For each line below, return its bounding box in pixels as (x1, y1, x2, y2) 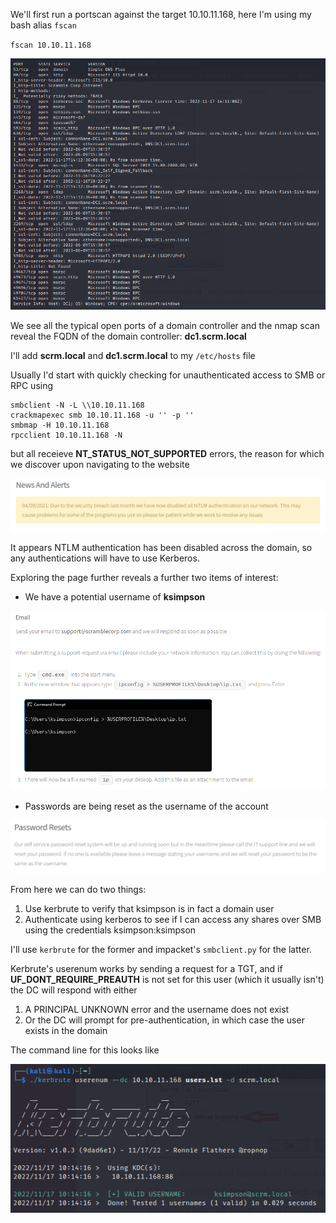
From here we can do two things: (10, 884, 147, 896)
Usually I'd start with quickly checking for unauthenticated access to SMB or (10, 369, 326, 381)
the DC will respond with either (10, 984, 138, 996)
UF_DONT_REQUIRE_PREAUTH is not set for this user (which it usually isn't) (10, 974, 325, 986)
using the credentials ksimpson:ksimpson (24, 924, 197, 936)
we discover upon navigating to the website (10, 459, 190, 471)
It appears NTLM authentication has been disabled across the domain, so (10, 541, 313, 553)
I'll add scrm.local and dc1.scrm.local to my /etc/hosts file (10, 350, 256, 362)
